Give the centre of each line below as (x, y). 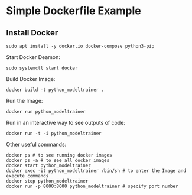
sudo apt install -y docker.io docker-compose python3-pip (80, 46)
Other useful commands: (36, 144)
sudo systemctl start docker (42, 68)
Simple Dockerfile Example (74, 11)
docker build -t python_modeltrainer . (55, 90)
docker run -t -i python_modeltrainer (54, 134)
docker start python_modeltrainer (49, 165)
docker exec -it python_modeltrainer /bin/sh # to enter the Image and (96, 171)
